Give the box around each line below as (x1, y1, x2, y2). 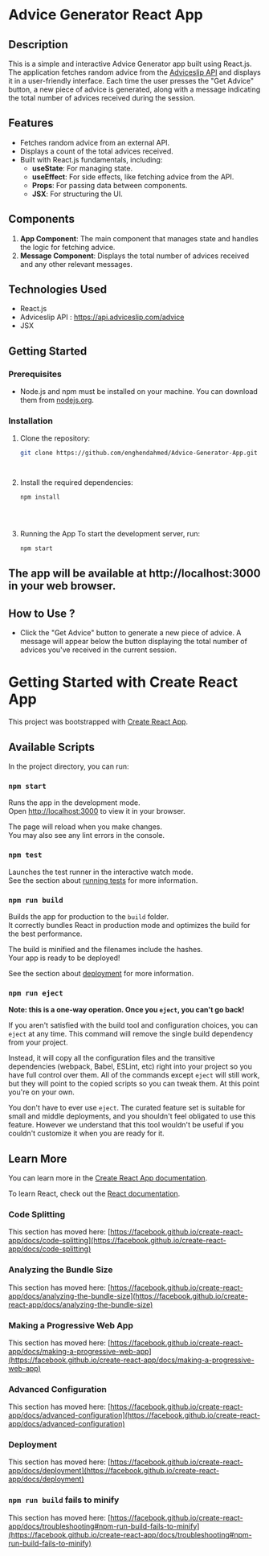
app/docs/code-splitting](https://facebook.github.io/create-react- (8, 1236, 226, 1246)
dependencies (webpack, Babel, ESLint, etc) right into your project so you (8, 1061, 253, 1071)
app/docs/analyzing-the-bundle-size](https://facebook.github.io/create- (8, 1291, 249, 1300)
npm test (8, 851, 43, 860)
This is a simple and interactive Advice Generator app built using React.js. (8, 59, 252, 68)
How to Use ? (8, 606, 75, 620)
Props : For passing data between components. (31, 180, 188, 190)
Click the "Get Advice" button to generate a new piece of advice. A (19, 628, 242, 638)
